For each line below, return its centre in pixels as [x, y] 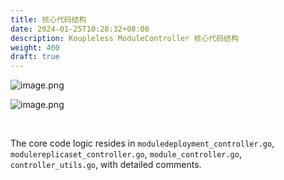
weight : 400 [35, 47]
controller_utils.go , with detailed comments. [106, 165]
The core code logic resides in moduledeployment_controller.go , [142, 143]
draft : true [35, 57]
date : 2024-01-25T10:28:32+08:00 [80, 29]
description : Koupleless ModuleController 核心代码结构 [124, 38]
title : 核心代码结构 [48, 19]
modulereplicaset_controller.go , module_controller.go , [126, 154]
